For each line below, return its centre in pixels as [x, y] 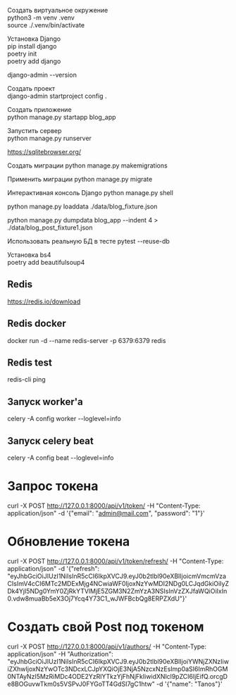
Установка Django [34, 39]
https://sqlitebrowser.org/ [44, 152]
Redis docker [37, 324]
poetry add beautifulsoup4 [46, 262]
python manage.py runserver [49, 138]
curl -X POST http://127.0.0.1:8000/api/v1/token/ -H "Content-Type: [104, 506]
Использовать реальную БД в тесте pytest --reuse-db [89, 241]
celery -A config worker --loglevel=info [64, 419]
